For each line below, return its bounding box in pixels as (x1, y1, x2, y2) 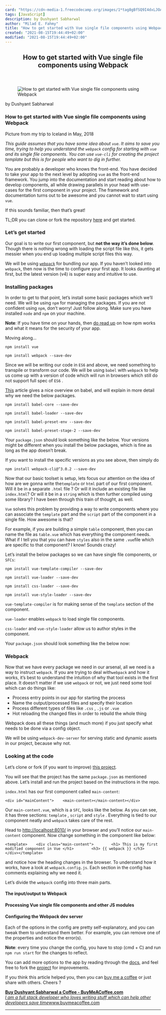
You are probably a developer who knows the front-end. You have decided (5, 166, 157, 172)
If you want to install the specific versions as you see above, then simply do (5, 457, 159, 463)
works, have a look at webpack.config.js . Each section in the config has (5, 864, 151, 870)
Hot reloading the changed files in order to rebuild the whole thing (12, 711, 147, 716)
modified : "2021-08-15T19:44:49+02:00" (5, 35, 87, 40)
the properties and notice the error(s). (5, 935, 83, 941)
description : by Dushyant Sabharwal (5, 16, 81, 21)
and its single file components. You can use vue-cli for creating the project (5, 151, 159, 157)
